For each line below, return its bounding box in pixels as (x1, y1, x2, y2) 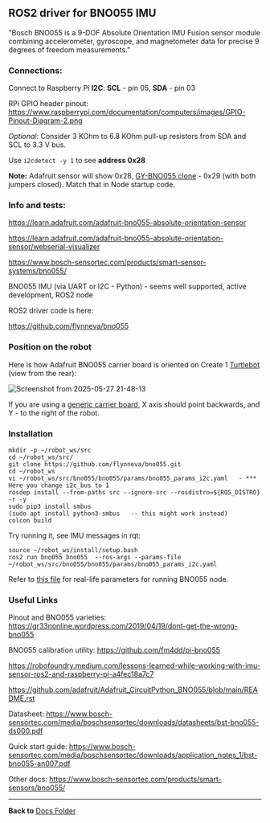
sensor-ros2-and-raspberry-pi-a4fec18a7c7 (8, 669, 154, 679)
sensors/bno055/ (8, 783, 66, 792)
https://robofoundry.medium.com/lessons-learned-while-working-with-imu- (8, 661, 261, 670)
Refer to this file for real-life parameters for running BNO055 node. (8, 575, 229, 583)
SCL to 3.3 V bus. (8, 140, 67, 149)
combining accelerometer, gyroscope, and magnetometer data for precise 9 (8, 36, 260, 46)
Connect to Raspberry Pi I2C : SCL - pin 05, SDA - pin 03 (8, 84, 196, 93)
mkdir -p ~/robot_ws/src (8, 446, 92, 454)
